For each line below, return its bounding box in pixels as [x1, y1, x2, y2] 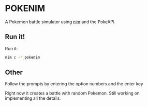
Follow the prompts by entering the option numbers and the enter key [5, 81, 144, 87]
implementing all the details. [5, 95, 61, 101]
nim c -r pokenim [5, 55, 40, 60]
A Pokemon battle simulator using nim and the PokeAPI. [5, 19, 116, 25]
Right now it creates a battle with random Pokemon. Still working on [5, 90, 140, 96]
